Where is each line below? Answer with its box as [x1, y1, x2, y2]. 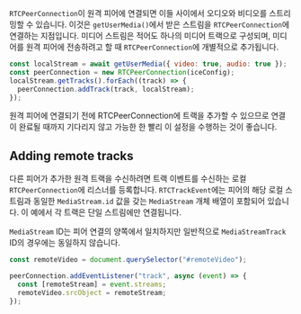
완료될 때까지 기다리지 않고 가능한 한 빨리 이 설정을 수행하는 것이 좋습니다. [18, 121, 278, 132]
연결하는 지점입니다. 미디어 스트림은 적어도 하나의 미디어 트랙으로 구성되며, [9, 31, 271, 40]
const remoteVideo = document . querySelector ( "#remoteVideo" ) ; [9, 256, 247, 265]
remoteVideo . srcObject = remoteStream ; [17, 288, 167, 297]
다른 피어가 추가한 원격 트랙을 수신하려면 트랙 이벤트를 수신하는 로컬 [9, 174, 247, 184]
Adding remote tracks [9, 148, 134, 164]
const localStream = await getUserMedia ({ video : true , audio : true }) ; [9, 59, 288, 68]
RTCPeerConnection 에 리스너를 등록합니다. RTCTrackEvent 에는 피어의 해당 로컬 [9, 184, 284, 195]
